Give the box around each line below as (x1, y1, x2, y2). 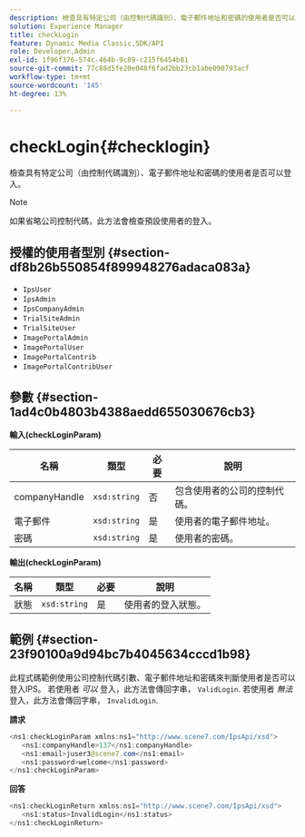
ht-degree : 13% (9, 89, 67, 98)
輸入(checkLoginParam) (9, 429, 102, 440)
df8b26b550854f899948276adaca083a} (9, 260, 251, 275)
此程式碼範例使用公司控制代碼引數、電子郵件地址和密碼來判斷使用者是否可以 (9, 672, 296, 683)
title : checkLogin (9, 30, 79, 39)
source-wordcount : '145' (9, 81, 103, 90)
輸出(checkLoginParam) (9, 557, 102, 568)
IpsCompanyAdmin (22, 305, 84, 314)
